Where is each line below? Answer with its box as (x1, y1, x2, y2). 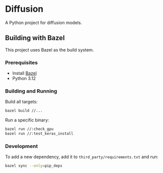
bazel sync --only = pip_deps (5, 163, 63, 169)
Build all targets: (5, 99, 38, 105)
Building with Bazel (5, 34, 65, 42)
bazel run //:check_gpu (5, 126, 54, 132)
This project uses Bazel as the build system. (5, 47, 94, 52)
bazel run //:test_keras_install (5, 131, 74, 136)
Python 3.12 (12, 75, 36, 81)
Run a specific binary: (5, 117, 49, 123)
